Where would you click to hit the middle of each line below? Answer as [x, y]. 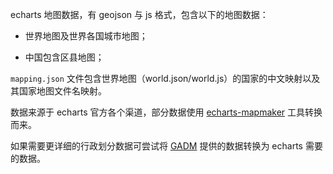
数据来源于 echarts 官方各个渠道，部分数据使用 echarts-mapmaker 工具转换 [166, 112]
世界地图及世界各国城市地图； [86, 36]
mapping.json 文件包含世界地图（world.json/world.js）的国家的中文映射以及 [165, 78]
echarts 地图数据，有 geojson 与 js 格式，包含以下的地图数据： [139, 14]
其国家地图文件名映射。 [58, 91]
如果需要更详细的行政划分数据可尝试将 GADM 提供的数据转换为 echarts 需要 [166, 146]
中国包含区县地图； [64, 57]
